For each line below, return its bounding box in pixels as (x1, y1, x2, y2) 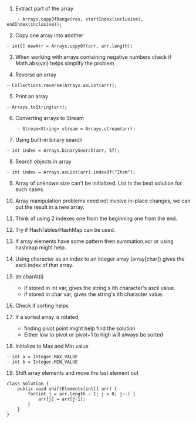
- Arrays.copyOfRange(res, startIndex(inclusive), (17, 16, 144, 22)
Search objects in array (15, 158, 72, 165)
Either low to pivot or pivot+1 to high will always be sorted (23, 331, 164, 338)
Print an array (15, 93, 49, 99)
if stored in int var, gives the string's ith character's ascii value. (23, 285, 175, 291)
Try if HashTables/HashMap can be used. (15, 227, 116, 233)
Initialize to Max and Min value (15, 342, 89, 349)
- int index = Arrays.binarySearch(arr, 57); (6, 148, 120, 154)
